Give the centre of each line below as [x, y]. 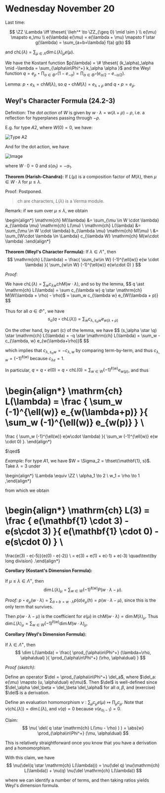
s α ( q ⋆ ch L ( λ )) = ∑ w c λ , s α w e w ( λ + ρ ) [83, 320]
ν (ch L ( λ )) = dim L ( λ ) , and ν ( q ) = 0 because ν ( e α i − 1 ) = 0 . [63, 709]
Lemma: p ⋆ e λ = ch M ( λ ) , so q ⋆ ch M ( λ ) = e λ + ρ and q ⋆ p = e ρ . [70, 85]
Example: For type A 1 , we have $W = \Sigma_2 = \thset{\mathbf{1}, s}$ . [78, 461]
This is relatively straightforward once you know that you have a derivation [81, 743]
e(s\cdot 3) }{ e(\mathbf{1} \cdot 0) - [82, 532]
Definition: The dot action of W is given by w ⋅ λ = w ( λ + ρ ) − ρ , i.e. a [75, 113]
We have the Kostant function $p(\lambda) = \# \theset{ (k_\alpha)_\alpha [80, 63]
